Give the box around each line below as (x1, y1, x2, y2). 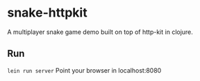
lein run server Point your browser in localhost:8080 (7, 66, 162, 74)
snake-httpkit (7, 5, 88, 21)
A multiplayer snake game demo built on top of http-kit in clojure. (7, 28, 193, 36)
